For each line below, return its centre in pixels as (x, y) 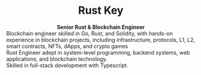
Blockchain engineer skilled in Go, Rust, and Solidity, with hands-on (89, 33)
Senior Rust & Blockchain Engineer (101, 27)
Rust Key (101, 10)
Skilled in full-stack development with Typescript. (67, 65)
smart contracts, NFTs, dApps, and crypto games (67, 46)
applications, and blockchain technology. (57, 59)
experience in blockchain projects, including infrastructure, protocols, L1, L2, (101, 40)
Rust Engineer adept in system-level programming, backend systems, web (98, 52)
